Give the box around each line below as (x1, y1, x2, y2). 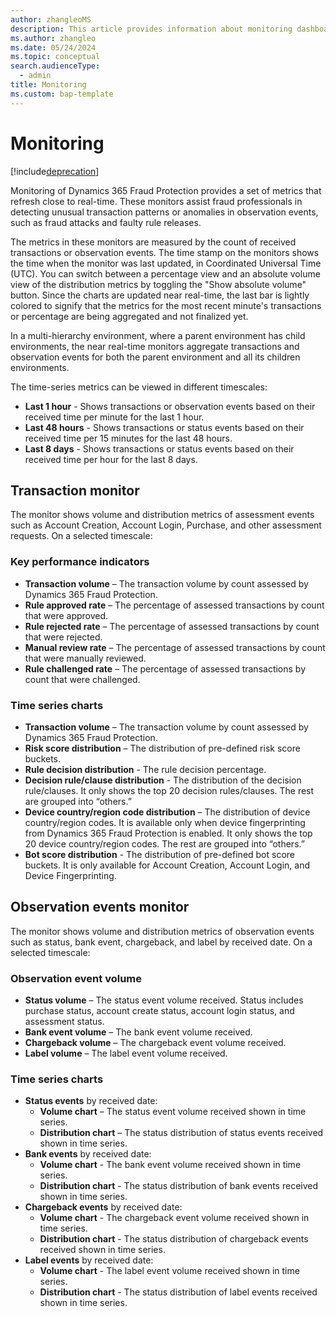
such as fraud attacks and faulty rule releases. (10, 216, 202, 228)
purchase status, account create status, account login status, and (24, 1005, 295, 1017)
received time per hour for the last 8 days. (24, 453, 198, 465)
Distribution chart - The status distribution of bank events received (39, 1180, 319, 1192)
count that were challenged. (24, 673, 141, 685)
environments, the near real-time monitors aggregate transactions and (10, 340, 300, 352)
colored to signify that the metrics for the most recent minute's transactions (10, 299, 322, 311)
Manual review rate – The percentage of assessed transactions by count (24, 641, 326, 653)
